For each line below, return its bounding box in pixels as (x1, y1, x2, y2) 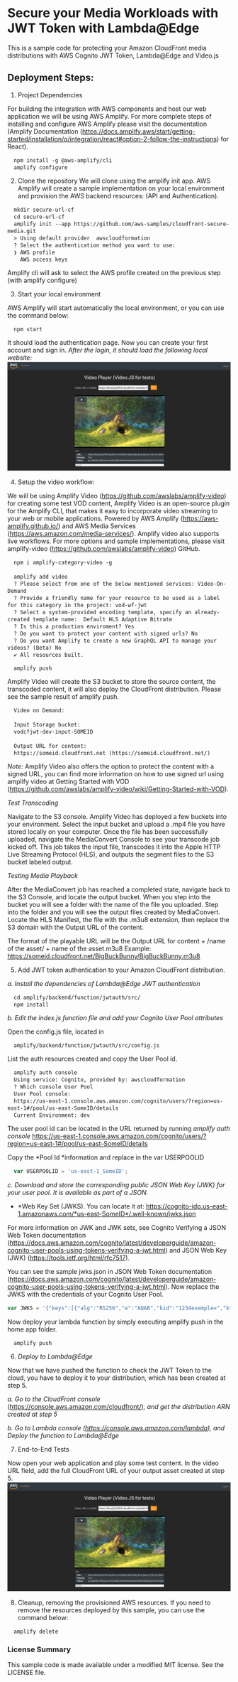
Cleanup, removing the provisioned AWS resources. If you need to (17, 1598, 211, 1607)
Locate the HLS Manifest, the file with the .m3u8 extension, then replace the (7, 915, 229, 923)
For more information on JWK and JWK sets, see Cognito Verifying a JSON (7, 1223, 227, 1231)
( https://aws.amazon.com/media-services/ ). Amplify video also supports (7, 529, 220, 537)
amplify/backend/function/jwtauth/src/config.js (13, 1041, 160, 1049)
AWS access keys (20, 256, 69, 263)
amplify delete (13, 1628, 59, 1635)
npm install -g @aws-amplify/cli (13, 156, 113, 164)
